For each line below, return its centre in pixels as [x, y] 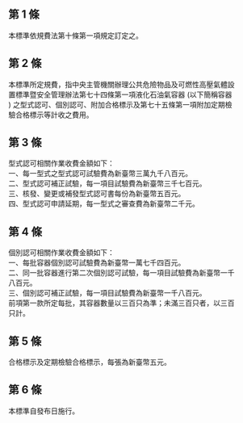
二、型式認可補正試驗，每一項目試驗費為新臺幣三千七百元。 [107, 183]
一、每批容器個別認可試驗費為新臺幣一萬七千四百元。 [97, 263]
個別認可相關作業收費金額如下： [61, 253]
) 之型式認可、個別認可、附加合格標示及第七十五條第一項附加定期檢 [120, 104]
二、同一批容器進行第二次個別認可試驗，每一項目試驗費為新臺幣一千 [121, 273]
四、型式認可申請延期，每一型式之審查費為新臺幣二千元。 [104, 203]
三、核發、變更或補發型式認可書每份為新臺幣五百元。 [97, 194]
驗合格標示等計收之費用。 [51, 115]
